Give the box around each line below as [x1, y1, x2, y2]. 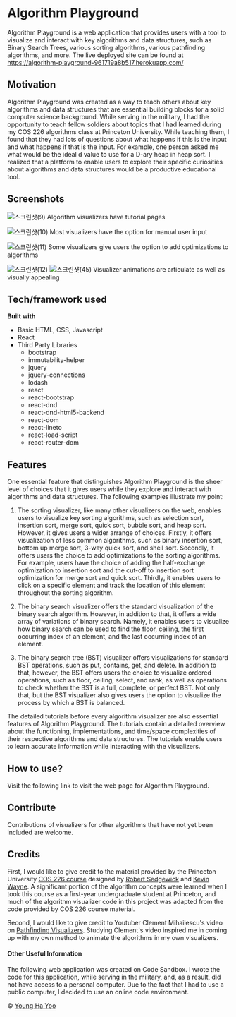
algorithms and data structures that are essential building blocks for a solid [7, 104, 224, 114]
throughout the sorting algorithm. [17, 589, 114, 597]
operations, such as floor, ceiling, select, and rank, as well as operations [17, 676, 228, 685]
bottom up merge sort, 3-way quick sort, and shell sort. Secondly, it [17, 543, 214, 552]
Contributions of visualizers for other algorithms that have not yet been [7, 820, 213, 829]
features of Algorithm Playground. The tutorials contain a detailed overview [7, 720, 225, 728]
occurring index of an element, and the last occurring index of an [17, 632, 206, 641]
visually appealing [7, 273, 60, 282]
